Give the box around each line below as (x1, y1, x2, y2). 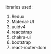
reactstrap (11, 29, 32, 35)
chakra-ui (11, 34, 31, 40)
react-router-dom (11, 45, 47, 50)
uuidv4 (11, 24, 26, 30)
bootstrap (11, 39, 31, 45)
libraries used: (4, 4, 33, 10)
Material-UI (11, 19, 34, 24)
